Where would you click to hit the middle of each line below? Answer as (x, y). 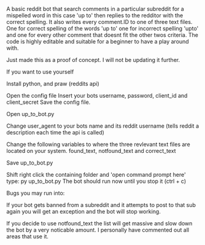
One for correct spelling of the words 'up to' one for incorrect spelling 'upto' (102, 28)
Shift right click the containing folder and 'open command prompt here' (96, 175)
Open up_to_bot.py (30, 114)
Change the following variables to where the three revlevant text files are (98, 144)
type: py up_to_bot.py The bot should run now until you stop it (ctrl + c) (96, 181)
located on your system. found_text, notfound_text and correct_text (91, 151)
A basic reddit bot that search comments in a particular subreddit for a (95, 9)
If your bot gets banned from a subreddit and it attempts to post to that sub (101, 205)
